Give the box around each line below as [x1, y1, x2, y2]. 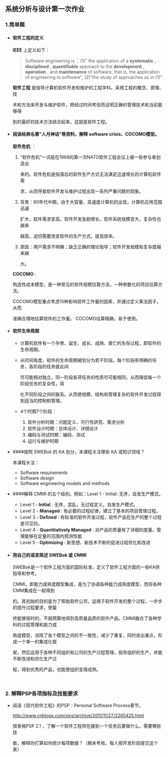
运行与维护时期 [27, 438, 59, 444]
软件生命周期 [12, 328, 39, 334]
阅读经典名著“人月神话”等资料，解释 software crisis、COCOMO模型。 [12, 131, 159, 137]
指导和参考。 [12, 571, 39, 577]
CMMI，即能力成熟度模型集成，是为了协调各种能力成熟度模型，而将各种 [12, 581, 162, 587]
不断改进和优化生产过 [12, 656, 57, 662]
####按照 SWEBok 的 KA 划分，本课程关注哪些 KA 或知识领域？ [12, 449, 145, 455]
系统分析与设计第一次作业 [5, 5, 85, 14]
